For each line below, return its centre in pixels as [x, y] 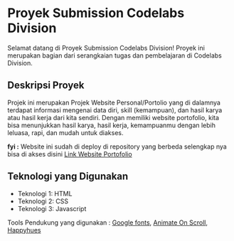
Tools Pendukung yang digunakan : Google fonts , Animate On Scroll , [108, 223]
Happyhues [24, 230]
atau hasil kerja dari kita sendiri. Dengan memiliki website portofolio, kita [113, 117]
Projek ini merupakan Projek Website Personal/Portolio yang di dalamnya [114, 102]
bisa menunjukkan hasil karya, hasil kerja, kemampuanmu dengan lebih [111, 125]
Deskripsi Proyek [46, 86]
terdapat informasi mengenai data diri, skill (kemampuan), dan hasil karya [115, 110]
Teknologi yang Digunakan [68, 177]
